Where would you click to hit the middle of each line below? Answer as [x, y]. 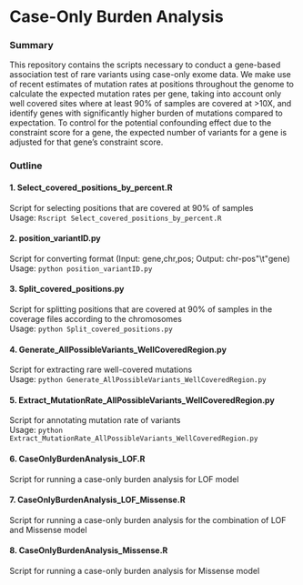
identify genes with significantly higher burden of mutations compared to [146, 113]
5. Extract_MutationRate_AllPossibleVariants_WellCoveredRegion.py [142, 400]
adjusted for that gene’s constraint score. [86, 142]
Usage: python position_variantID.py [81, 268]
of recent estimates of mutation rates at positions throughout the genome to [151, 85]
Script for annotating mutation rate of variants [95, 420]
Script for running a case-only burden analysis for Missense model [135, 571]
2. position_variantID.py [56, 238]
